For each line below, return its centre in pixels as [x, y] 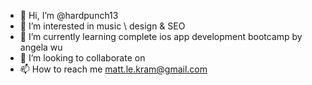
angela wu [41, 47]
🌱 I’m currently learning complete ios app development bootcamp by [161, 36]
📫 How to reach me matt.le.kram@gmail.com [113, 69]
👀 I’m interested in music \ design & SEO [102, 26]
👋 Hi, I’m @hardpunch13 [69, 15]
